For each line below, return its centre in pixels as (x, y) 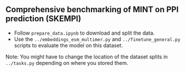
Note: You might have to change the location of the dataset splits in (87, 56)
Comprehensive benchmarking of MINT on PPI (92, 10)
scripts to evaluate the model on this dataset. (68, 45)
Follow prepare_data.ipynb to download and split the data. (84, 33)
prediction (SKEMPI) (43, 19)
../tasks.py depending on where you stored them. (67, 63)
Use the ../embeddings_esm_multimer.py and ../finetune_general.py (97, 39)
